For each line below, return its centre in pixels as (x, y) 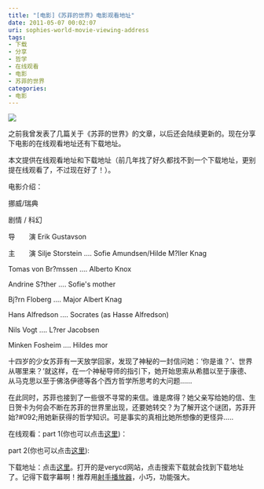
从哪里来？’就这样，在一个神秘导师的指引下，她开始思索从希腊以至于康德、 (130, 371)
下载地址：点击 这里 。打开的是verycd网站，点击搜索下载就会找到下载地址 (126, 467)
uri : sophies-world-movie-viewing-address (79, 30)
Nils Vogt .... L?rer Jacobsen (54, 330)
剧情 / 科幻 (25, 220)
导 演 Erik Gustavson (48, 237)
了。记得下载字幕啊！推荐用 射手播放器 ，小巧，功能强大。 (101, 477)
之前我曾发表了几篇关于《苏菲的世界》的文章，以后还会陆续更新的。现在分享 (132, 133)
